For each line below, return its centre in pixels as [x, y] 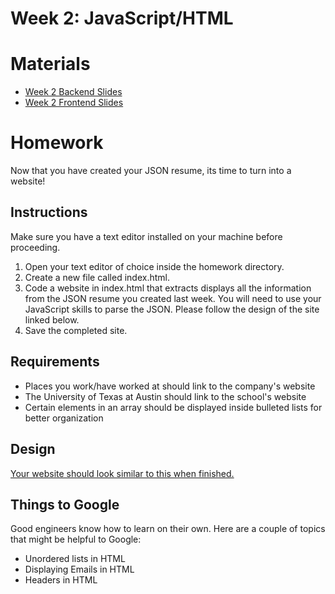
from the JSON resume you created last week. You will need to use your [173, 298]
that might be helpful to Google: [76, 539]
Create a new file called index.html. [97, 277]
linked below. [52, 319]
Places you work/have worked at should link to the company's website [170, 386]
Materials [50, 64]
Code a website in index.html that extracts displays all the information [168, 288]
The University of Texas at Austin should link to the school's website [165, 396]
